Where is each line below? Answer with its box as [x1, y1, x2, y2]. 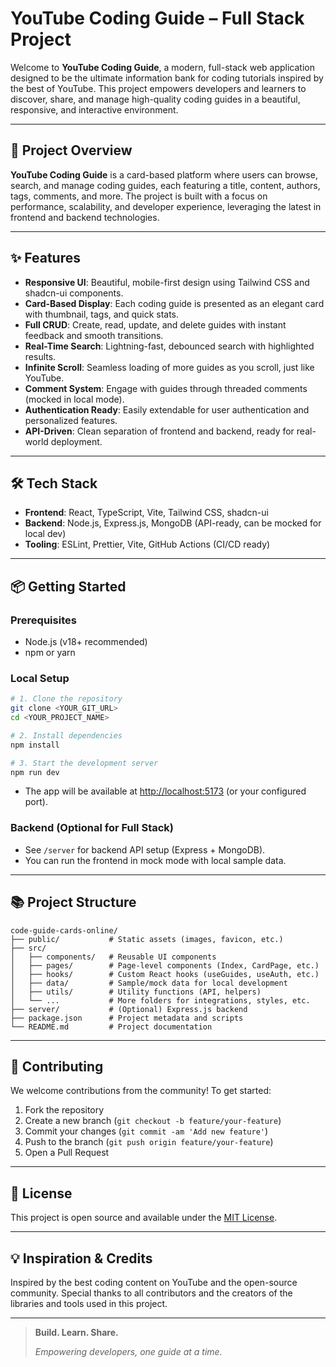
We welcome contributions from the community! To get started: [10, 1085, 272, 1097]
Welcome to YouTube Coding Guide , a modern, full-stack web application [10, 61, 315, 73]
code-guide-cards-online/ [10, 925, 118, 936]
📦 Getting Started [10, 578, 127, 595]
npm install [10, 740, 60, 750]
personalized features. [24, 414, 118, 426]
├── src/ [10, 943, 47, 953]
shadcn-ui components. [24, 287, 124, 299]
